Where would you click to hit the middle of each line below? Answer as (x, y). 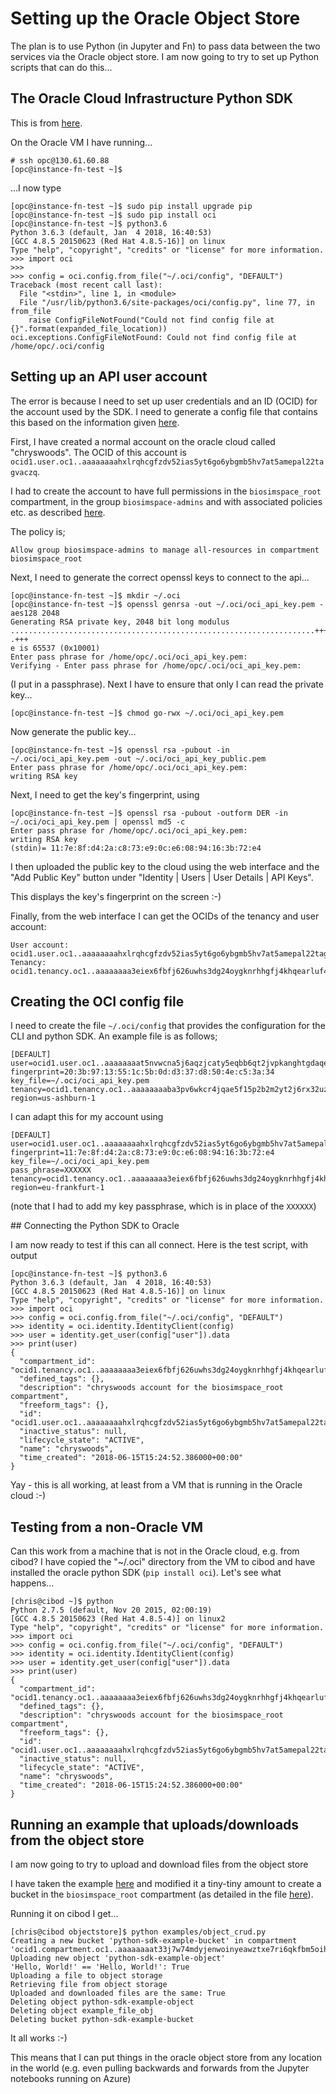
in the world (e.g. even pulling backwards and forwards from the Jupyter (160, 2068)
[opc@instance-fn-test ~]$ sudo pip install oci (113, 215)
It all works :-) (39, 2038)
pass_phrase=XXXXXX (51, 1170)
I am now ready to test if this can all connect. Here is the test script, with (159, 1245)
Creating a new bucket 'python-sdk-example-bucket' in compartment (154, 1941)
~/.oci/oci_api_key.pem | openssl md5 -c (98, 822)
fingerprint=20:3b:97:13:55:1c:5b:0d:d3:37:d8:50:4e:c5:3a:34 (142, 1072)
